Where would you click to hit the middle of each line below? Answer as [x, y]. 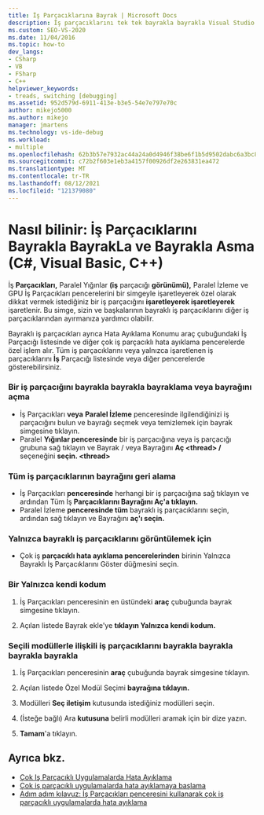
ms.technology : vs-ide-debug [56, 132]
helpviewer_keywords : [44, 88]
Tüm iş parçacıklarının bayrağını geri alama [92, 476]
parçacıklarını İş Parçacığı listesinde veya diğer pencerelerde [107, 358]
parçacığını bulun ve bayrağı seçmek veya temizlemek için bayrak [126, 422]
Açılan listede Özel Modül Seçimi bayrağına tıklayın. [104, 688]
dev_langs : [26, 52]
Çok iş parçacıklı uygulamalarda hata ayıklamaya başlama [113, 785]
